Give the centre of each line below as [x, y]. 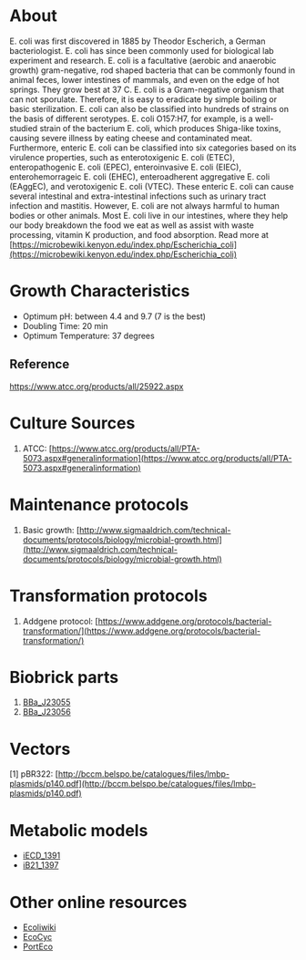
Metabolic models [79, 830]
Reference [40, 364]
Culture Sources [72, 423]
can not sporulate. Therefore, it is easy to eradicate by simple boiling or [143, 99]
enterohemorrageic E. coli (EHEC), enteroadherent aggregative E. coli [140, 176]
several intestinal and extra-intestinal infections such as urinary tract [138, 196]
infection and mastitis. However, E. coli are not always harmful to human [145, 205]
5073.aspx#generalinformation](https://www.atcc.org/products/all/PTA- [157, 458]
